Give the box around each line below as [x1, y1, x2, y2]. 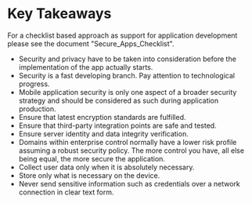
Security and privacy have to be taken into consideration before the [18, 54, 236, 63]
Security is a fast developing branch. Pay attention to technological [18, 71, 236, 80]
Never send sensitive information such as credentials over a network [18, 179, 240, 188]
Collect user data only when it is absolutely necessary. [18, 162, 195, 172]
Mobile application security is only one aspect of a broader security [18, 87, 237, 96]
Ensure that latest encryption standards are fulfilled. [18, 112, 186, 121]
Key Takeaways [7, 5, 112, 23]
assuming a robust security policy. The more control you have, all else [18, 146, 244, 155]
